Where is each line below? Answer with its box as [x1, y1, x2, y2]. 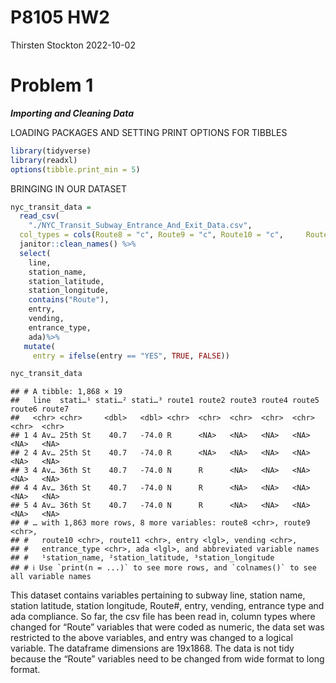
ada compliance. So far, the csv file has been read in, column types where [10, 611, 316, 623]
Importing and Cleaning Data [10, 107, 135, 119]
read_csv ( [19, 211, 60, 221]
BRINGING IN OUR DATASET [10, 182, 127, 195]
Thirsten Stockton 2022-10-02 [10, 39, 136, 51]
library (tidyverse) [10, 146, 92, 156]
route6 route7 [10, 404, 70, 415]
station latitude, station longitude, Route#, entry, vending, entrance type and [10, 600, 325, 612]
